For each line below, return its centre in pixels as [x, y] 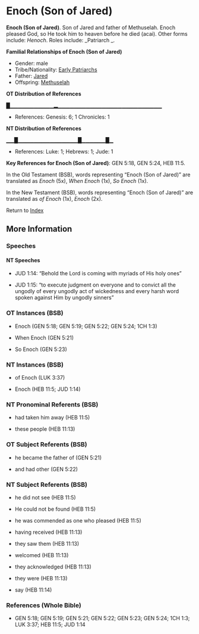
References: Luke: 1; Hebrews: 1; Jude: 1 [64, 151]
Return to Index [25, 210]
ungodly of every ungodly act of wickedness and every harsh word [97, 291]
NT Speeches [23, 260]
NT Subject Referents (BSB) [47, 484]
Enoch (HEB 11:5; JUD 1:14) [48, 389]
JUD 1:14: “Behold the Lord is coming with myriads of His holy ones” [98, 274]
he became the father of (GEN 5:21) [58, 458]
